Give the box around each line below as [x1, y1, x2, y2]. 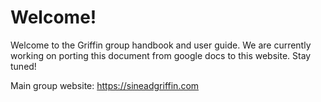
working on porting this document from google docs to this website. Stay [10, 49, 312, 61]
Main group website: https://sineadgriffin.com [10, 79, 200, 91]
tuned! [10, 60, 37, 72]
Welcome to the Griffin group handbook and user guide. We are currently [10, 39, 312, 51]
